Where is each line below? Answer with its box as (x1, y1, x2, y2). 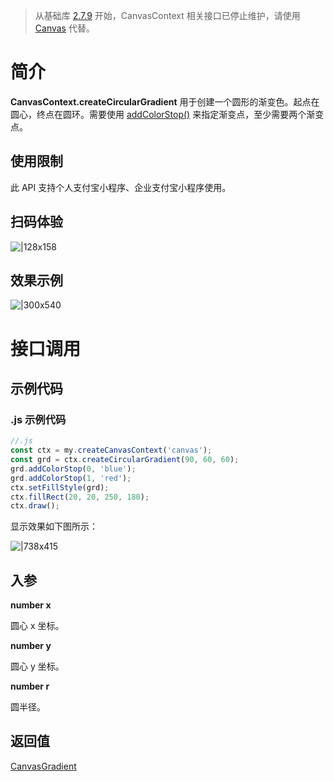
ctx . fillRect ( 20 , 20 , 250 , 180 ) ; (10, 492, 150, 502)
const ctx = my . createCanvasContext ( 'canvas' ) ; (10, 445, 213, 456)
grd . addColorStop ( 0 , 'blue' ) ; (10, 464, 137, 474)
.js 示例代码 (10, 412, 67, 426)
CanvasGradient (10, 760, 77, 772)
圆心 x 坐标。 (10, 620, 65, 632)
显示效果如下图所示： (10, 520, 98, 533)
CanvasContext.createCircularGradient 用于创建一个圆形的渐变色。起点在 (10, 95, 320, 108)
